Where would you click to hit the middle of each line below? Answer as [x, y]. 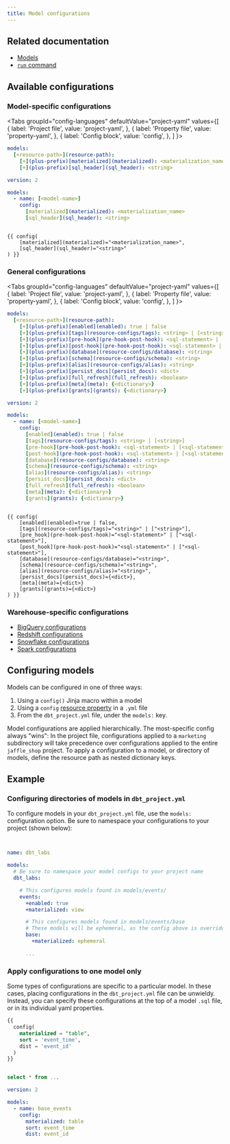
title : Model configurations [49, 13]
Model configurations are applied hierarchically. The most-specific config [111, 728]
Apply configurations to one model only [74, 971]
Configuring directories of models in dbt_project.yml [97, 799]
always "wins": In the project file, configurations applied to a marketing [107, 735]
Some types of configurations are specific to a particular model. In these [109, 986]
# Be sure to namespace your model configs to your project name [108, 872]
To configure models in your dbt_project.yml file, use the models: [99, 814]
